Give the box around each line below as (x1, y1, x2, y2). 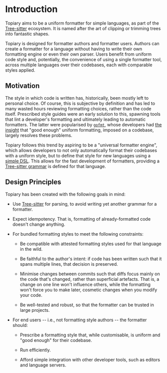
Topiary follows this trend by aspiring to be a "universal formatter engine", (5, 142, 157, 148)
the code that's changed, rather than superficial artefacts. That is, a (19, 276, 159, 282)
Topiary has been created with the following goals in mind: (5, 191, 126, 197)
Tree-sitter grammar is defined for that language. (5, 163, 106, 169)
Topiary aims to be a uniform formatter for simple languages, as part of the (5, 20, 159, 26)
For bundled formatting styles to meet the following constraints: (12, 231, 143, 237)
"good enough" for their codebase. (19, 337, 92, 343)
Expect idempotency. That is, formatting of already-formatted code (12, 216, 151, 222)
